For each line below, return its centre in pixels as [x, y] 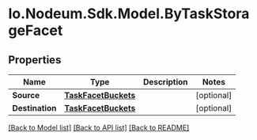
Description [165, 82]
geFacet [36, 30]
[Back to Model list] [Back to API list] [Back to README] [99, 128]
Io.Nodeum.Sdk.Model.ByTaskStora [129, 14]
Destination [34, 108]
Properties [35, 60]
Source [26, 95]
